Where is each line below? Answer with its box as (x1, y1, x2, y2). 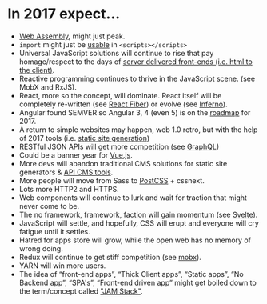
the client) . (18, 65, 55, 74)
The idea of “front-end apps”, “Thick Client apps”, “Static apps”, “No (18, 269, 245, 278)
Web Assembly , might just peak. (18, 31, 126, 41)
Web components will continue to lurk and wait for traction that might (18, 193, 247, 202)
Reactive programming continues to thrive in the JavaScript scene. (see (18, 74, 256, 83)
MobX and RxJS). (18, 82, 77, 92)
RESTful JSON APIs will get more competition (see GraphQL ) (18, 142, 220, 151)
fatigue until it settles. (18, 226, 90, 236)
